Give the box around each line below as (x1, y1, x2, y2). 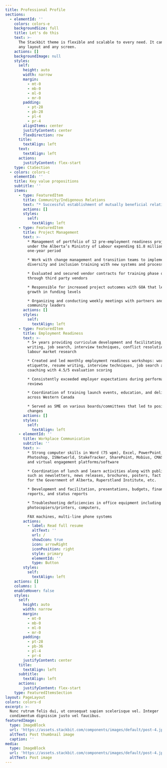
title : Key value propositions (14, 179, 79, 184)
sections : (5, 12, 26, 17)
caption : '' (9, 737, 35, 742)
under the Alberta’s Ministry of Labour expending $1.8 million (27, 244, 164, 249)
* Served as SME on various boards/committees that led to (27, 404, 153, 409)
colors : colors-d (5, 699, 41, 705)
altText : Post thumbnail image (9, 732, 75, 737)
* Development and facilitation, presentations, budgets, (27, 487, 150, 492)
